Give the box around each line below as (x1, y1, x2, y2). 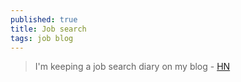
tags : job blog (10, 33, 74, 43)
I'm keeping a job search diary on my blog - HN (34, 61, 231, 73)
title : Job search (10, 24, 87, 34)
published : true (10, 14, 78, 25)
